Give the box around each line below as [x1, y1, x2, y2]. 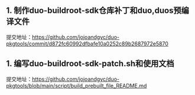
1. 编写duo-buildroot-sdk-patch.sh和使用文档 [6, 58, 174, 69]
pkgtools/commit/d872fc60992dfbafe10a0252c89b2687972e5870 [6, 40, 168, 47]
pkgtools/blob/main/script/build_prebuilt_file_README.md [6, 82, 147, 89]
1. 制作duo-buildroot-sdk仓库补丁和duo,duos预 [6, 5, 181, 16]
